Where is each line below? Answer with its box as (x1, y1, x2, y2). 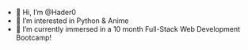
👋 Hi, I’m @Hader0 (15, 8, 77, 17)
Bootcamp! (15, 33, 52, 42)
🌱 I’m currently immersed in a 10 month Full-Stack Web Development (15, 25, 240, 33)
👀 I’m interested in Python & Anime (15, 16, 129, 25)
